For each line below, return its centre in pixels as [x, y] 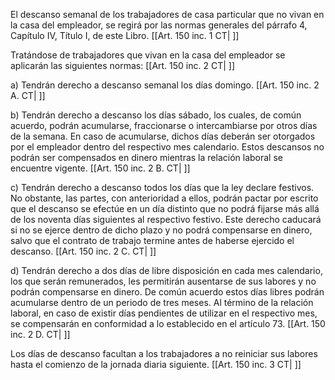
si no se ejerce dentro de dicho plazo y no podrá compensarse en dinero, [161, 230]
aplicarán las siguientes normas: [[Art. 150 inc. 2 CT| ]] [123, 65]
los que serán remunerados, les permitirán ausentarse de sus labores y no [163, 281]
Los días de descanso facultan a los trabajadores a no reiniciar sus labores [164, 353]
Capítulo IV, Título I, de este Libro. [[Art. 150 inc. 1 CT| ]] [125, 35]
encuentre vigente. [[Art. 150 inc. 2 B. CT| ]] [100, 168]
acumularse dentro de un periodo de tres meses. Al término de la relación [162, 302]
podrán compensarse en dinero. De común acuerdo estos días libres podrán [167, 292]
